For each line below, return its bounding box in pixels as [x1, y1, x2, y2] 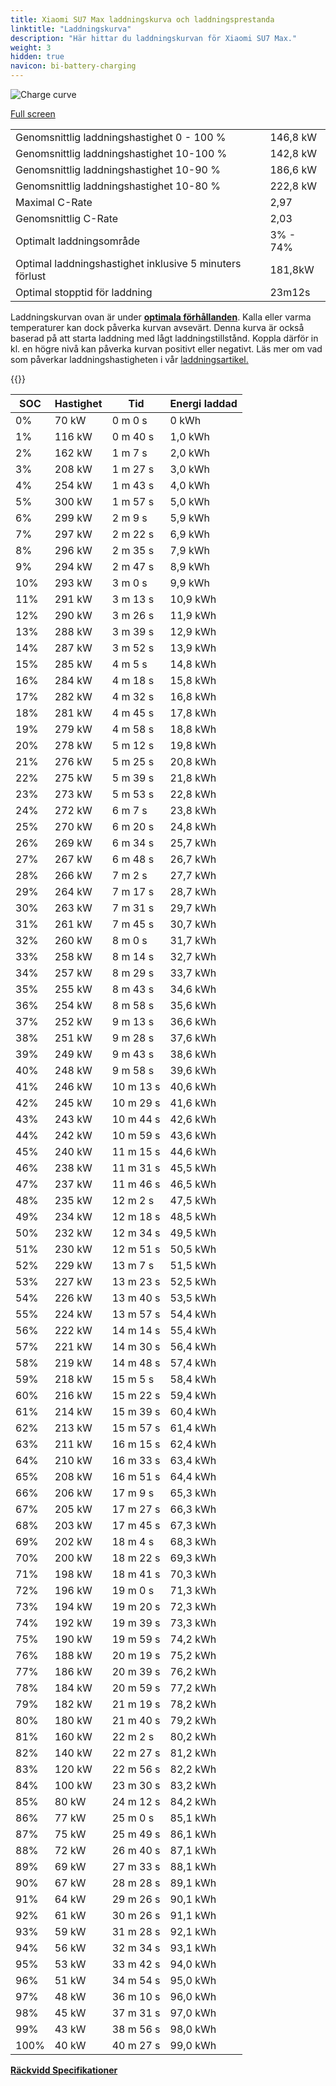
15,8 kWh [169, 674, 217, 687]
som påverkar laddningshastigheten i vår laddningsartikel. [10, 354, 249, 365]
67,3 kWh [169, 1519, 217, 1532]
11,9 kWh [169, 609, 217, 622]
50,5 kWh [169, 1242, 217, 1256]
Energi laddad [169, 397, 238, 410]
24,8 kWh [169, 820, 217, 833]
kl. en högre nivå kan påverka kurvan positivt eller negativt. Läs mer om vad [10, 343, 323, 355]
